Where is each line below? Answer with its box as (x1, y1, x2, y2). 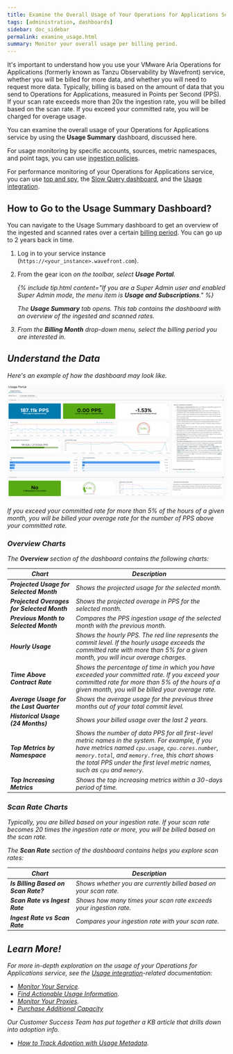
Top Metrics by (10, 744, 55, 752)
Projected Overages (10, 597, 69, 605)
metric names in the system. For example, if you (76, 736, 213, 744)
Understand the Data (7, 353, 101, 365)
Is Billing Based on (10, 879, 65, 888)
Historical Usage (10, 712, 60, 720)
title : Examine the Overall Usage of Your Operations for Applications (7, 11, 218, 18)
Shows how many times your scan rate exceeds (76, 896, 213, 904)
